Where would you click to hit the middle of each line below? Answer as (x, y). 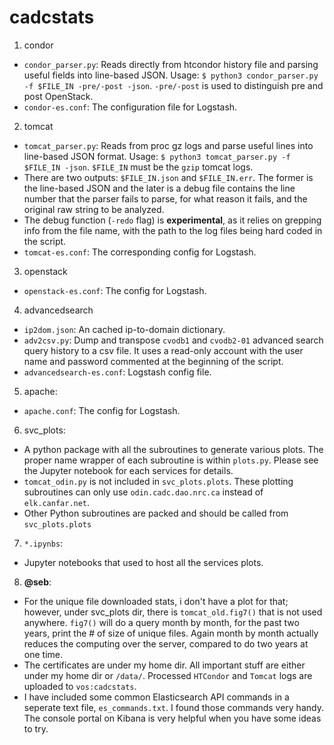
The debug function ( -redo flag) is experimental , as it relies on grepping (172, 220)
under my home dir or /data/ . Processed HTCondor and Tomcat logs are (168, 675)
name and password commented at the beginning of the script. (153, 361)
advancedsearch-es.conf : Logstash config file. (117, 372)
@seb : (37, 582)
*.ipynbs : (43, 543)
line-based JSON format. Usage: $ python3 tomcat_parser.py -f (157, 156)
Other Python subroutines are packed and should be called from (156, 513)
